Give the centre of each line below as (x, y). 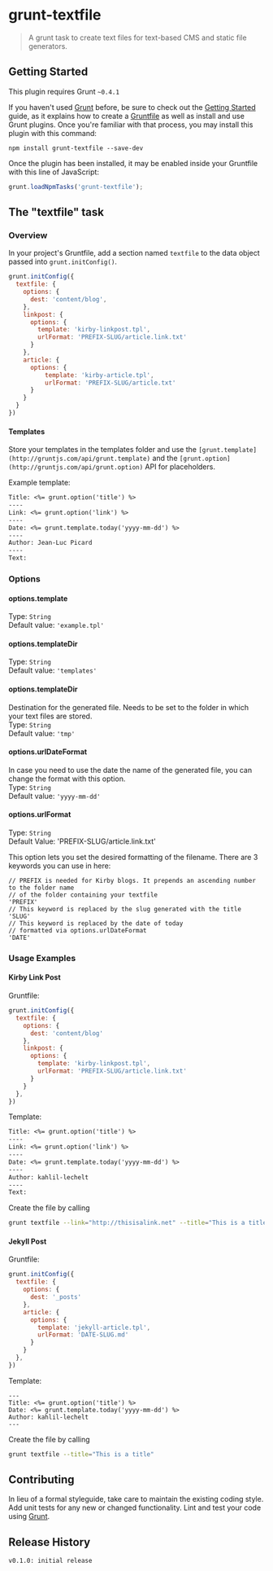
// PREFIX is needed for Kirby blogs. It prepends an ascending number (132, 880)
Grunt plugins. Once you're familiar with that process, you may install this (131, 125)
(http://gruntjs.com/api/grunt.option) (76, 467)
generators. (48, 46)
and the (165, 459)
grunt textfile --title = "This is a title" (81, 1454)
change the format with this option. (67, 779)
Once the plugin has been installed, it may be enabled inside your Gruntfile (133, 163)
